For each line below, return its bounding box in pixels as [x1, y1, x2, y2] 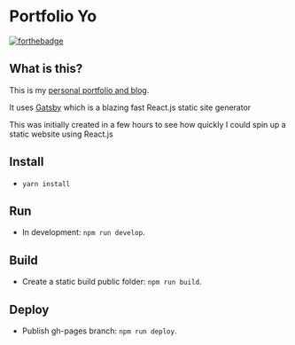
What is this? [9, 61, 83, 76]
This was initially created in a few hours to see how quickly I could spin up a [9, 119, 286, 129]
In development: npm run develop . [21, 227, 146, 238]
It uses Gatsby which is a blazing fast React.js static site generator [9, 102, 252, 113]
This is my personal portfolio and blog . [9, 84, 150, 95]
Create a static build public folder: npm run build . [21, 277, 202, 287]
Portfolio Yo [9, 6, 97, 27]
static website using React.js [9, 129, 113, 139]
